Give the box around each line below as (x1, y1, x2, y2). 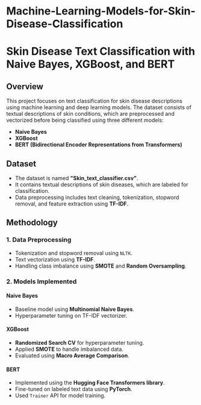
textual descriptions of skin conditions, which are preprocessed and (6, 110, 175, 118)
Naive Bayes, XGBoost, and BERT (6, 57, 175, 71)
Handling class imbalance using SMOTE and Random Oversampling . (14, 262, 187, 269)
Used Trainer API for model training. (14, 392, 106, 399)
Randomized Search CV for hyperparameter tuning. (14, 339, 144, 347)
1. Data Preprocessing (6, 236, 72, 244)
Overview (6, 81, 44, 92)
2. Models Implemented (6, 277, 77, 286)
